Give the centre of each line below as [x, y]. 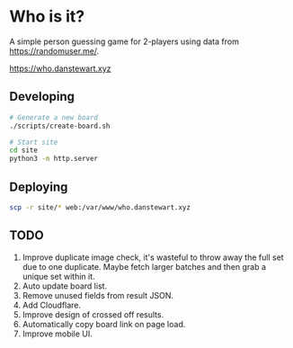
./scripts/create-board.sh [60, 126]
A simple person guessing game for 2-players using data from [124, 41]
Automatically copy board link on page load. [104, 324]
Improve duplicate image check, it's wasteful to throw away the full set [153, 257]
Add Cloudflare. [52, 305]
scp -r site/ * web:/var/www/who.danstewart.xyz [100, 207]
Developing [42, 97]
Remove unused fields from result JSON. [98, 295]
